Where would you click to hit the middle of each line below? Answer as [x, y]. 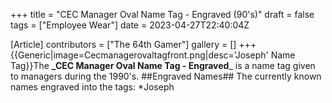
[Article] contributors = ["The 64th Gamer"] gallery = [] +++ [133, 44]
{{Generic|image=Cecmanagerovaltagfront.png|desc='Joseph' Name [153, 55]
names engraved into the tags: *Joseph [92, 87]
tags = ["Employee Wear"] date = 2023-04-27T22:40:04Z [130, 25]
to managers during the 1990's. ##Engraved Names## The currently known [166, 76]
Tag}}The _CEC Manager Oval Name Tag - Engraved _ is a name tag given [163, 65]
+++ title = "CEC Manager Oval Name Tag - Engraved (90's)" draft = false [162, 14]
